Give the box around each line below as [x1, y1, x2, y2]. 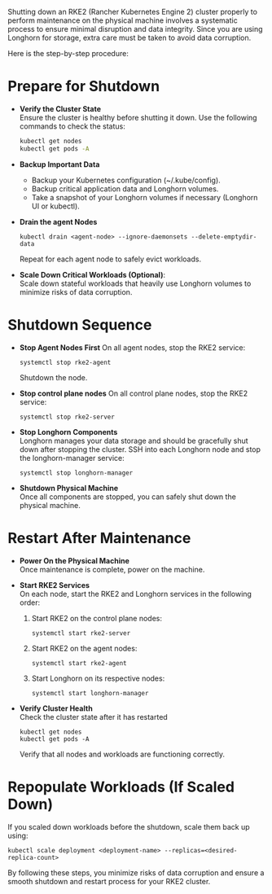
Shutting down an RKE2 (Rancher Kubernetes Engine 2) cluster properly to [7, 7, 258, 16]
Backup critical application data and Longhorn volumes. [31, 183, 219, 194]
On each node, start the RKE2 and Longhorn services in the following [19, 589, 252, 598]
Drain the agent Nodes [19, 217, 98, 226]
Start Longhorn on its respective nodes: [31, 673, 165, 683]
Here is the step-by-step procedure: [7, 49, 129, 58]
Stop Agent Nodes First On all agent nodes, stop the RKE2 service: [19, 342, 246, 353]
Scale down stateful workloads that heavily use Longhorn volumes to [19, 278, 252, 288]
